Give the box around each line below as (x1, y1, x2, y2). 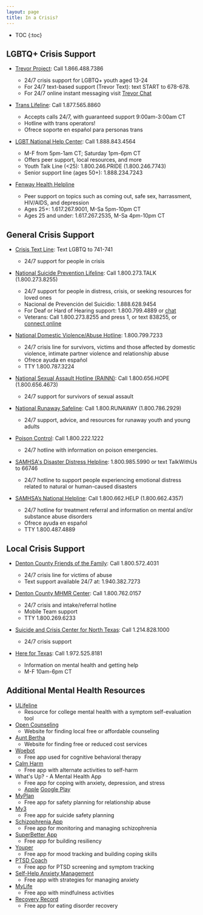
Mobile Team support (24, 607, 78, 615)
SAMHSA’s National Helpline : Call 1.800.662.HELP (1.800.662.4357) (15, 495, 184, 502)
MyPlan (15, 792, 35, 799)
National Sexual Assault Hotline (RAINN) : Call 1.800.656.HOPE (15, 375, 170, 382)
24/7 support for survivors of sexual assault (24, 393, 134, 400)
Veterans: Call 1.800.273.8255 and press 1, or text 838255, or (24, 314, 177, 321)
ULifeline (15, 702, 38, 709)
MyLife (15, 882, 33, 889)
